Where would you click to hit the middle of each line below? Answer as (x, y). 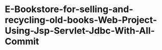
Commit (22, 42)
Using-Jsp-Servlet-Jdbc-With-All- (80, 31)
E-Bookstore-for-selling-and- (69, 9)
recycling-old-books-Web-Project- (81, 20)
